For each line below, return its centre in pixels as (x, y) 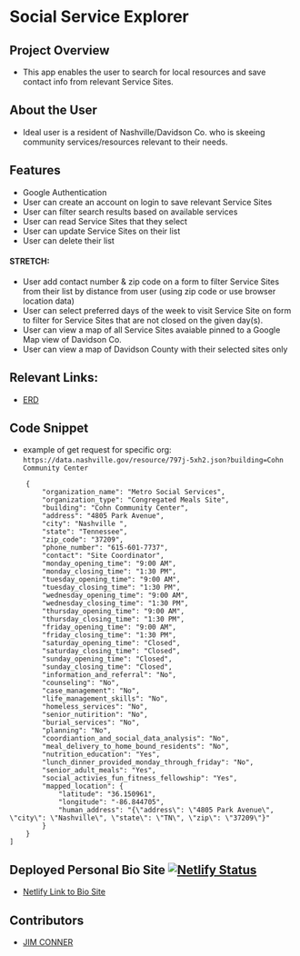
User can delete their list (69, 240)
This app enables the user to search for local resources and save (144, 72)
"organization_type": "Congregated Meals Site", (136, 500)
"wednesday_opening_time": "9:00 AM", (115, 596)
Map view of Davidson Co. (72, 339)
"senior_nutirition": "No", (95, 715)
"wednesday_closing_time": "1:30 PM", (115, 603)
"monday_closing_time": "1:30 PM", (110, 572)
